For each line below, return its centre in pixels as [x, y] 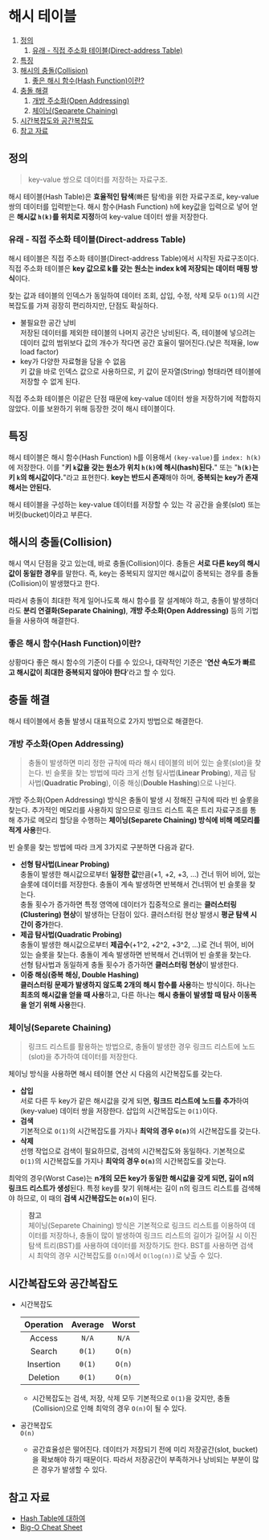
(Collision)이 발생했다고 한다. [54, 583]
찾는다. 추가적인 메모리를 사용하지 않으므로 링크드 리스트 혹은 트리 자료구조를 [128, 810]
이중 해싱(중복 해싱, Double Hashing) [79, 975]
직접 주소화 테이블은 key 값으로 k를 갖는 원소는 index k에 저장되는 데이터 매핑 [129, 268]
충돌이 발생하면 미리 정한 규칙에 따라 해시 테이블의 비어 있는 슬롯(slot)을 [140, 763]
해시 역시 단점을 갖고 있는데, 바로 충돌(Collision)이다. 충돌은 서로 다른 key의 [127, 563]
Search [44, 1351]
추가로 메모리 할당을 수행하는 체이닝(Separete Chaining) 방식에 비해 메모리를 [139, 820]
